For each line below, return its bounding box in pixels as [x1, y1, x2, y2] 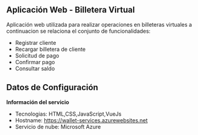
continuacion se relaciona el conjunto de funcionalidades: [6, 27, 151, 35]
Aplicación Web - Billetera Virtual [6, 5, 135, 15]
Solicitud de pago [15, 51, 60, 59]
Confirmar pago [15, 58, 55, 65]
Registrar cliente [15, 39, 56, 46]
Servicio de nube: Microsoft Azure [15, 123, 101, 130]
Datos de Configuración [6, 82, 98, 93]
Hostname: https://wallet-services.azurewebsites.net [15, 116, 148, 123]
